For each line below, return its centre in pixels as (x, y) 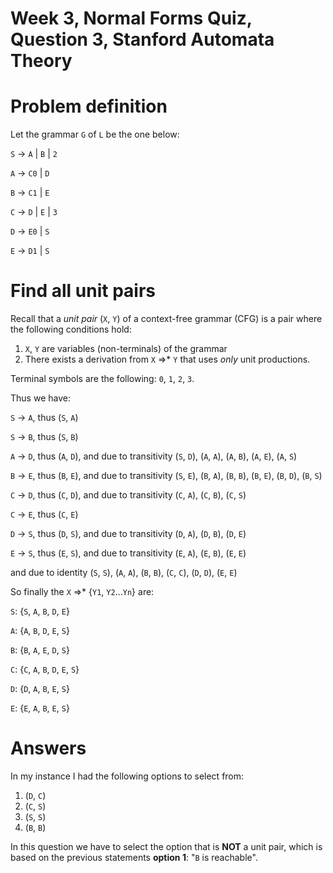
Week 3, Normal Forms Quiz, (131, 18)
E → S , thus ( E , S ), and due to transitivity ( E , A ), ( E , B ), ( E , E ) (128, 553)
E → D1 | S (30, 251)
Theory (41, 61)
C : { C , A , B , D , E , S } (45, 669)
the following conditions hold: (71, 329)
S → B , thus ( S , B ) (44, 437)
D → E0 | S (30, 231)
